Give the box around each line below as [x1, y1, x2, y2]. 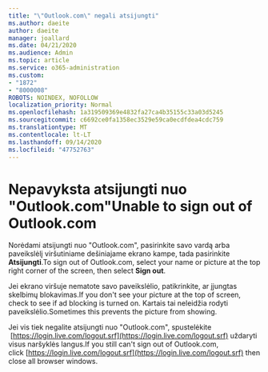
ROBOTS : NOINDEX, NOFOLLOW [8, 94, 98, 102]
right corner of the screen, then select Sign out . [8, 266, 166, 276]
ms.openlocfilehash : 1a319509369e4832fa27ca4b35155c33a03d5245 [8, 109, 224, 117]
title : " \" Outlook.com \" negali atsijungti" [8, 11, 159, 20]
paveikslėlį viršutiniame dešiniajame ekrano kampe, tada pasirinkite [8, 249, 230, 258]
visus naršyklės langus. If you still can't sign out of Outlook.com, [8, 339, 218, 349]
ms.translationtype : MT [8, 123, 88, 131]
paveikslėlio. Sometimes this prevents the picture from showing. [8, 307, 218, 317]
